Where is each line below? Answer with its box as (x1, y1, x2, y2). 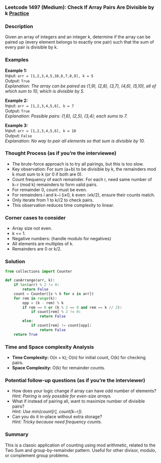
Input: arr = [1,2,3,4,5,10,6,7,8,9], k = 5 (5, 72, 93, 79)
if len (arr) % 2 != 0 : (14, 282, 59, 287)
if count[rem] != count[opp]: (30, 323, 92, 328)
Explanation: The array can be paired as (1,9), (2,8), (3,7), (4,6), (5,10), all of (5, 83, 156, 89)
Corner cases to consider (5, 214, 66, 221)
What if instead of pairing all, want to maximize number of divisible (12, 398, 145, 404)
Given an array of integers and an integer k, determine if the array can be (5, 34, 151, 40)
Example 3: (5, 122, 28, 128)
